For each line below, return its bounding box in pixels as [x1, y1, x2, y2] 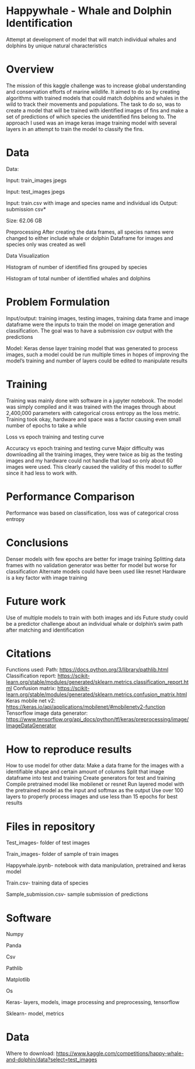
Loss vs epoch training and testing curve [6, 433, 105, 440]
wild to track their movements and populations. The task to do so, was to [6, 101, 181, 108]
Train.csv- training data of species [6, 879, 89, 886]
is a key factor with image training [6, 574, 88, 581]
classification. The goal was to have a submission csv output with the [6, 327, 173, 334]
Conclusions [6, 536, 69, 549]
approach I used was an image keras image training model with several [6, 119, 177, 126]
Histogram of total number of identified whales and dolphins [6, 275, 151, 282]
